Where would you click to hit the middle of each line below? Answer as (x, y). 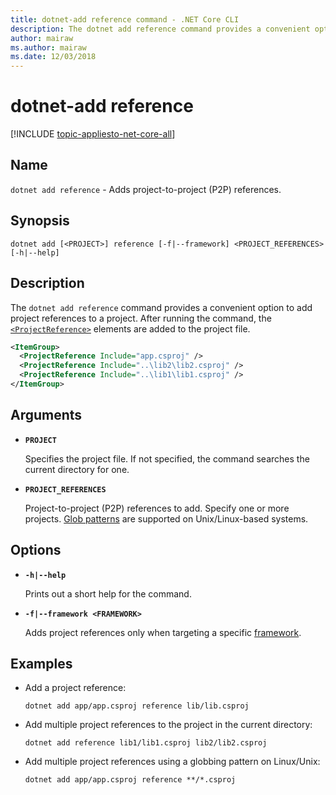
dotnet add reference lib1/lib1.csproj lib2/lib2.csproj (146, 743)
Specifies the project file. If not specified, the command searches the (167, 458)
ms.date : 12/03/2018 (53, 57)
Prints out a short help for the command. (108, 593)
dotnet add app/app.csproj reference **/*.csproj (130, 780)
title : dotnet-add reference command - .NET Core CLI (125, 19)
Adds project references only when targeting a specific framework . (163, 632)
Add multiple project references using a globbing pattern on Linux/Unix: (172, 762)
